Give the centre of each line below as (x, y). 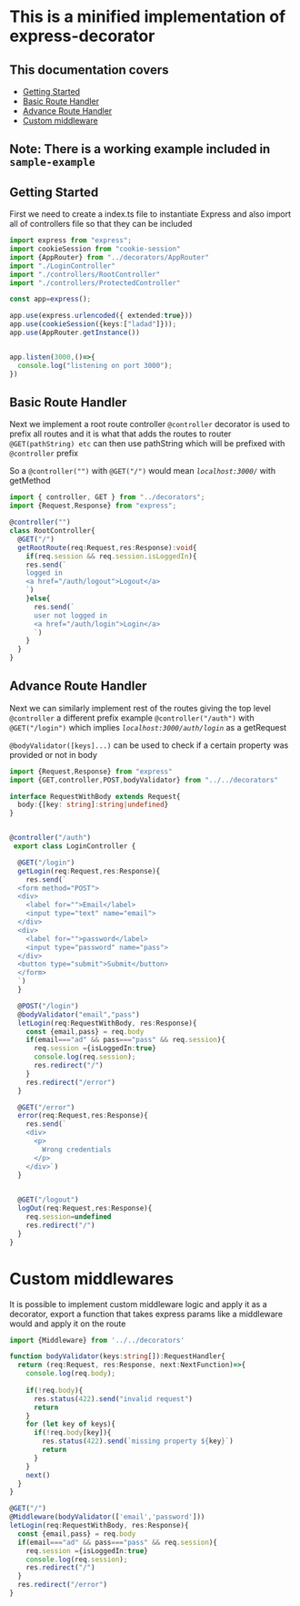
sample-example (52, 163)
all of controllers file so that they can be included (101, 224)
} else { (38, 598)
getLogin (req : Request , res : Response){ (89, 871)
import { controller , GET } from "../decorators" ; (107, 497)
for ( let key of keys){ (71, 1424)
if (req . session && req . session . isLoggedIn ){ (111, 556)
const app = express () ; (50, 299)
